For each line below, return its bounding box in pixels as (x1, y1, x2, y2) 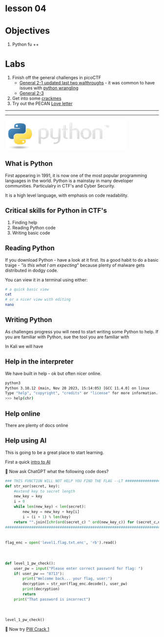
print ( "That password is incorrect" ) (14, 596, 91, 602)
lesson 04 (5, 3, 46, 14)
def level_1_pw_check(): (5, 561, 56, 566)
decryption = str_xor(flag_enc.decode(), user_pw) (22, 581, 128, 586)
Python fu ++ (12, 41, 39, 47)
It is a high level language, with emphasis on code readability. (5, 192, 128, 198)
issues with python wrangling (19, 85, 79, 91)
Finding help (12, 219, 38, 225)
